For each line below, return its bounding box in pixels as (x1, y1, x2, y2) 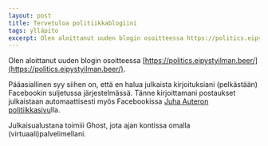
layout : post (8, 11, 52, 20)
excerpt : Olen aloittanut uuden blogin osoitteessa (8, 34, 183, 42)
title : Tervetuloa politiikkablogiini (8, 19, 137, 27)
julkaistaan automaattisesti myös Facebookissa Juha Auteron (8, 97, 209, 106)
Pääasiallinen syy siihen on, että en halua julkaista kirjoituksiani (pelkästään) (8, 80, 258, 89)
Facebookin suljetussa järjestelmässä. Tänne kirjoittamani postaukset (8, 89, 236, 98)
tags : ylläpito (8, 26, 59, 34)
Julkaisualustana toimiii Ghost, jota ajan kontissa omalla (8, 120, 191, 130)
